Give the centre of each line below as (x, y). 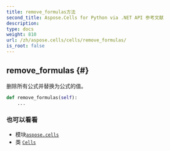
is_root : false (26, 46)
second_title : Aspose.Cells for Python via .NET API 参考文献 (85, 18)
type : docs (20, 29)
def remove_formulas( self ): (42, 97)
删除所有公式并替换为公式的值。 (46, 86)
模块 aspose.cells (37, 134)
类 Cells (26, 142)
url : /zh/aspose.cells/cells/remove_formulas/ (66, 40)
